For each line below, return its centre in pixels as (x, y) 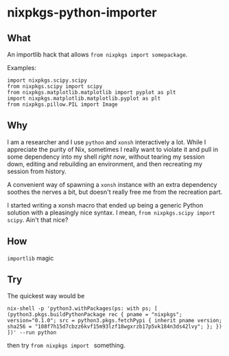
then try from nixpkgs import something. (66, 346)
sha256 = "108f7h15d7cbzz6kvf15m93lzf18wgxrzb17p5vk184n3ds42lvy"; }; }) (115, 327)
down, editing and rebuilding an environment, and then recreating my (105, 164)
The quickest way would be (46, 296)
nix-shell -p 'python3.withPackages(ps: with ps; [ (82, 309)
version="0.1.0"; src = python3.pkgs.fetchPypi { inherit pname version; (115, 321)
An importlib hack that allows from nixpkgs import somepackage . (97, 54)
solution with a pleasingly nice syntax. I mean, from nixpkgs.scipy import (111, 212)
